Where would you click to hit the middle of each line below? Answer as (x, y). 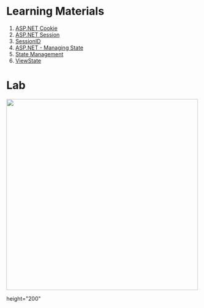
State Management (39, 54)
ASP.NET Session (37, 34)
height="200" (24, 298)
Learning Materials (55, 11)
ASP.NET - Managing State (49, 48)
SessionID (28, 41)
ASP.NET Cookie (36, 28)
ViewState (28, 61)
